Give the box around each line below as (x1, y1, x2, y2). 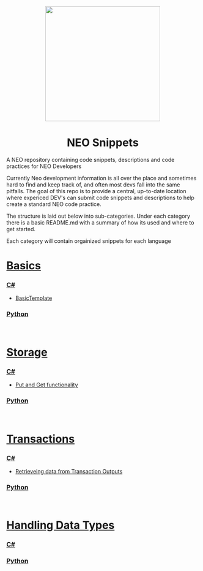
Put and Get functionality (15, 381, 78, 389)
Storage (6, 345, 48, 359)
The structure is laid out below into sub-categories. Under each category (6, 212, 191, 220)
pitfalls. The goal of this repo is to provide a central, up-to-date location (6, 187, 186, 194)
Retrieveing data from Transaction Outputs (15, 467, 123, 475)
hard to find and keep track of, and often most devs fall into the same (6, 181, 180, 188)
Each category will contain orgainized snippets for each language (6, 237, 171, 245)
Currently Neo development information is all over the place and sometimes (6, 174, 197, 182)
